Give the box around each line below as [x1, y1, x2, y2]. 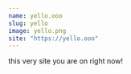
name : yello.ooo [8, 11, 63, 20]
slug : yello [8, 19, 48, 27]
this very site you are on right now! [8, 56, 123, 66]
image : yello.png [8, 27, 67, 35]
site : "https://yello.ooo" [8, 34, 99, 43]
